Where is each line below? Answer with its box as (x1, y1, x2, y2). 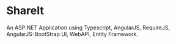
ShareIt (6, 4, 44, 18)
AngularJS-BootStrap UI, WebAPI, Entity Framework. (6, 30, 139, 37)
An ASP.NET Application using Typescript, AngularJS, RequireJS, (6, 24, 170, 31)
